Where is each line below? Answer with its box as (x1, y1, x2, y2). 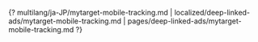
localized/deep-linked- (174, 8, 251, 17)
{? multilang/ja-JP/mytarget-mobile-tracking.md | (8, 8, 173, 17)
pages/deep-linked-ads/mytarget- (127, 16, 242, 26)
